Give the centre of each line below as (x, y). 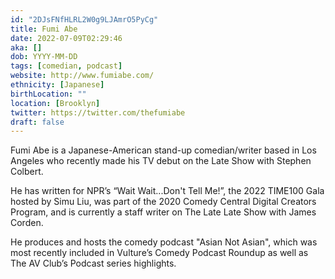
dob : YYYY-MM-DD (44, 57)
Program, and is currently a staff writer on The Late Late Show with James (163, 212)
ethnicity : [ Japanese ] (57, 85)
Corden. (27, 223)
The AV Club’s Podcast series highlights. (93, 263)
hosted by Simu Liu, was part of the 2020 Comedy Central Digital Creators (163, 202)
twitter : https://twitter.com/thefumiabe (98, 112)
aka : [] (26, 47)
